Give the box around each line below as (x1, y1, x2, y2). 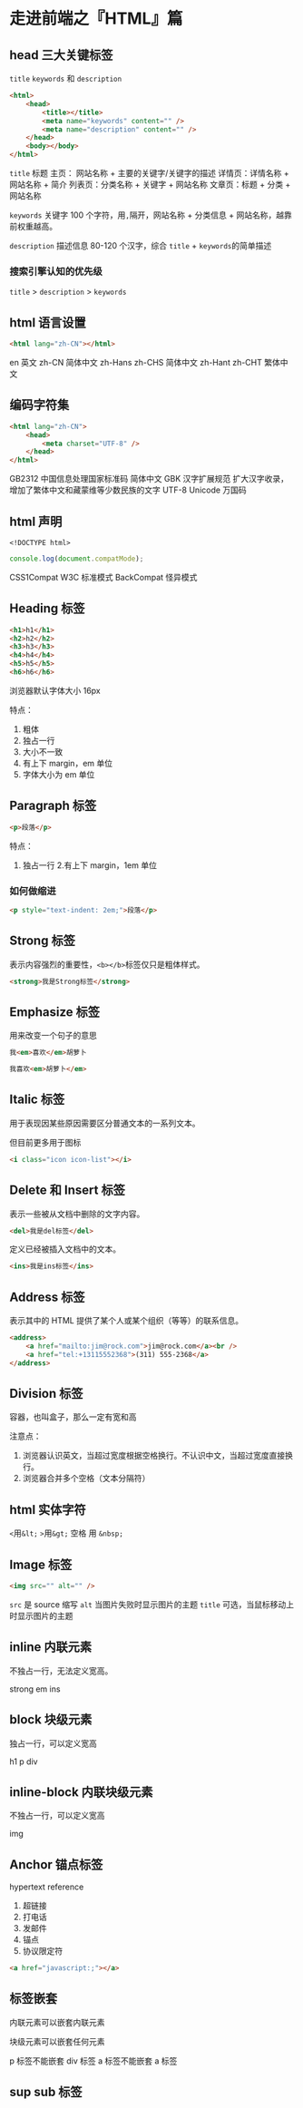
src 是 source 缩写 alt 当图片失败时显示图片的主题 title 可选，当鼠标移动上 (9, 1598, 295, 1610)
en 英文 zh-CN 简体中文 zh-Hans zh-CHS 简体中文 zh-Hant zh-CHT (9, 356, 263, 367)
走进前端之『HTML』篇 (9, 8, 183, 29)
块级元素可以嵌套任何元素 (9, 2035, 105, 2046)
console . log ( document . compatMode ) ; (9, 554, 144, 563)
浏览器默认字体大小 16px (9, 685, 102, 696)
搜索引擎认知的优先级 (9, 265, 103, 278)
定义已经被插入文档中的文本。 (9, 1244, 121, 1254)
